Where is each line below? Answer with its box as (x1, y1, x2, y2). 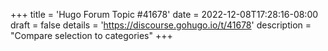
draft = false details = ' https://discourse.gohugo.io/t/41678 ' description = (10, 19, 312, 31)
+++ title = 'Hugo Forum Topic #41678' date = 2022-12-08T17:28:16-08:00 (10, 9, 319, 20)
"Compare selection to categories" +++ (10, 30, 173, 41)
